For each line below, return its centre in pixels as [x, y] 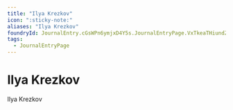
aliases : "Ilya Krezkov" [43, 26]
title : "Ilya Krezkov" [40, 13]
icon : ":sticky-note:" [40, 20]
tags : [15, 39]
